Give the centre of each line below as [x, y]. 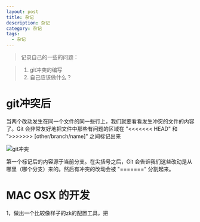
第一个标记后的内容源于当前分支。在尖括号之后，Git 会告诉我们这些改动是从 [99, 161]
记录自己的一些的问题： [50, 57]
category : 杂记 [24, 28]
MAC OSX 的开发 [48, 195]
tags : [13, 34]
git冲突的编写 [46, 70]
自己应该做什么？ [51, 77]
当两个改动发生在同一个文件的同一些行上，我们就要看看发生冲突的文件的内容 [100, 121]
